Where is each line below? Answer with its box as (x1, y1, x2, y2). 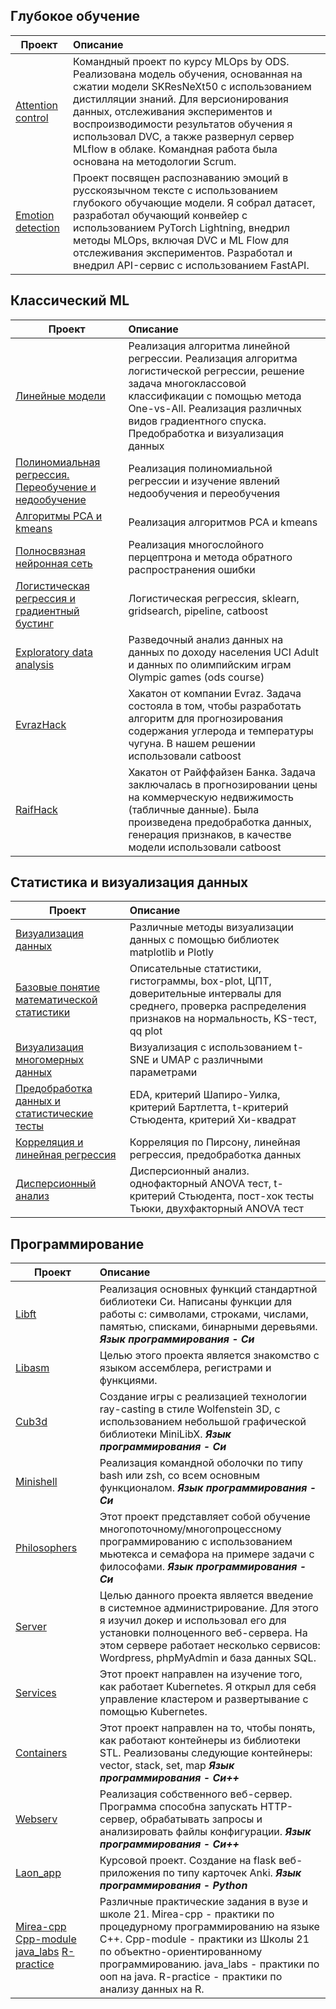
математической (15, 993, 98, 1007)
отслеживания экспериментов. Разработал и (73, 245, 293, 259)
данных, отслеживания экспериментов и (73, 104, 273, 118)
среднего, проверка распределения (129, 999, 307, 1013)
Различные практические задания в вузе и (99, 1895, 309, 1909)
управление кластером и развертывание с (99, 1692, 309, 1706)
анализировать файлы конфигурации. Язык (99, 1825, 312, 1839)
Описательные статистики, (129, 962, 262, 976)
